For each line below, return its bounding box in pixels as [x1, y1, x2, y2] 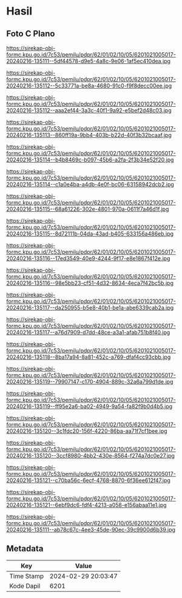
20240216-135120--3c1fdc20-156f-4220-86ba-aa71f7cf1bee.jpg [6, 427, 168, 435]
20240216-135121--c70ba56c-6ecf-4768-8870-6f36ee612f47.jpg [6, 477, 171, 484]
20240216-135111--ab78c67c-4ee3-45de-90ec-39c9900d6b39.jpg [6, 526, 176, 533]
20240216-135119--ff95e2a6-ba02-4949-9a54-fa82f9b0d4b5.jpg [6, 403, 173, 410]
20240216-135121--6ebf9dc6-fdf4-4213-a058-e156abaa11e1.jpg [6, 501, 167, 508]
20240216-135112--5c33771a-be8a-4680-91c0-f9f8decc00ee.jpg [6, 82, 172, 89]
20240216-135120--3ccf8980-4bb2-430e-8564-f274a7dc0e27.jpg [6, 452, 175, 459]
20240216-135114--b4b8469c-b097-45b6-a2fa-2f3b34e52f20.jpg [6, 156, 174, 163]
